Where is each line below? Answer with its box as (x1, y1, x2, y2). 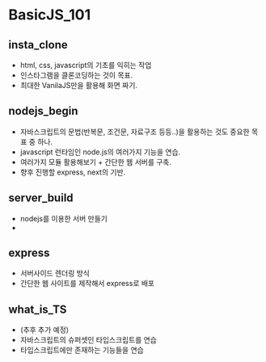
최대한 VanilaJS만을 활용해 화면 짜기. (19, 81, 137, 90)
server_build (8, 192, 74, 205)
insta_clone (8, 38, 69, 52)
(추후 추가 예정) (19, 325, 70, 335)
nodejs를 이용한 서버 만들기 (19, 213, 108, 223)
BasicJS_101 (8, 6, 91, 24)
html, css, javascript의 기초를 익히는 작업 (19, 61, 152, 69)
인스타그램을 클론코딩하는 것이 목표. (19, 70, 133, 80)
